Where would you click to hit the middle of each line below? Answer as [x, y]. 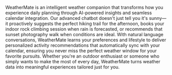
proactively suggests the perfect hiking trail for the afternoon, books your [87, 23]
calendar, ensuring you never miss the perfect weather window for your [81, 51]
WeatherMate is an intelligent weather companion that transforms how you [84, 7]
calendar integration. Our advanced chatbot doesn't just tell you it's [77, 18]
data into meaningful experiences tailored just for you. [62, 67]
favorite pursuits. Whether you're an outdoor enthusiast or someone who [82, 56]
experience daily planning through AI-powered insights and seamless [79, 13]
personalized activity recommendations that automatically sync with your [83, 45]
